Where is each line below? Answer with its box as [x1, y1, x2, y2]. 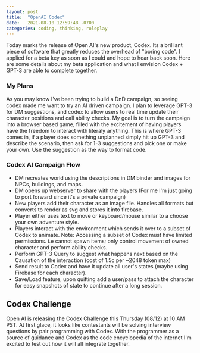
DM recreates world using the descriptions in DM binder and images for [14, 174, 191, 182]
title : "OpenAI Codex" [6, 14, 65, 20]
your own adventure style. [14, 218, 79, 226]
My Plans [6, 82, 34, 90]
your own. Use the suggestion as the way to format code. [6, 146, 147, 153]
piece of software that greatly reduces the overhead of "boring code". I [6, 48, 180, 55]
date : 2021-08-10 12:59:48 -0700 [6, 20, 95, 26]
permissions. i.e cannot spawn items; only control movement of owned [14, 238, 189, 245]
